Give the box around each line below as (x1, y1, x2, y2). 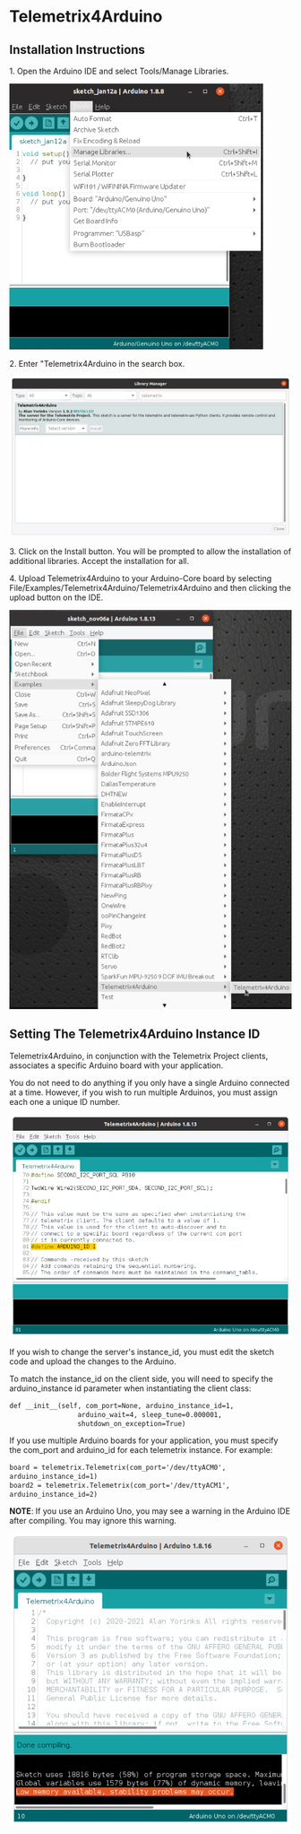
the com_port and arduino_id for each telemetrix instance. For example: (9, 1444, 273, 1455)
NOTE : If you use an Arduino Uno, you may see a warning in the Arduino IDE (9, 1505, 291, 1517)
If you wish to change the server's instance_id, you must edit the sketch (9, 1346, 275, 1357)
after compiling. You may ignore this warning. (9, 1515, 177, 1525)
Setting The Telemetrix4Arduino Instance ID (9, 1027, 261, 1042)
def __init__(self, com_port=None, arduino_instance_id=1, (9, 1401, 235, 1410)
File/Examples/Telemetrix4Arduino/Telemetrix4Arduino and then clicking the (9, 582, 292, 593)
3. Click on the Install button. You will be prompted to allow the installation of (9, 545, 292, 557)
